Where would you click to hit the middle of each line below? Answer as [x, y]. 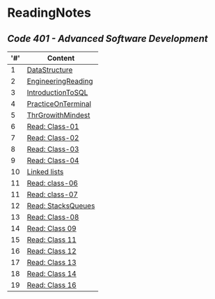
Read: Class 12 [51, 251]
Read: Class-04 [53, 160]
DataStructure [50, 70]
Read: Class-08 [53, 217]
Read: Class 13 [51, 262]
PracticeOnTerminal [59, 104]
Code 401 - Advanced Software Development [108, 39]
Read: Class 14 [51, 274]
